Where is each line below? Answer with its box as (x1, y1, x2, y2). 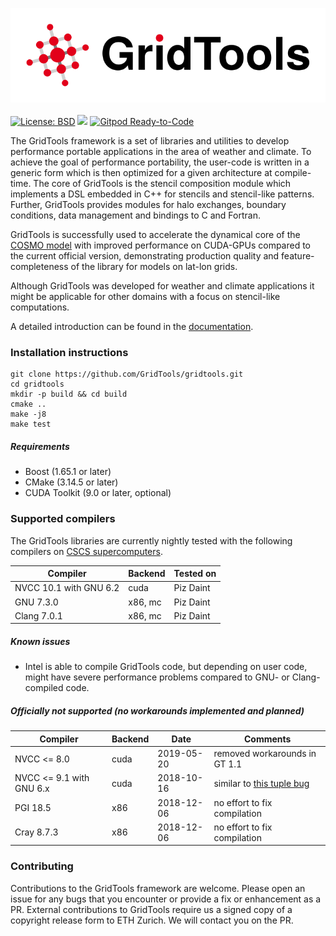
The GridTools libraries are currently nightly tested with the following (10, 534, 293, 547)
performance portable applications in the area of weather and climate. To (10, 146, 312, 158)
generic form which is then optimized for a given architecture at (10, 167, 273, 179)
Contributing (10, 859, 74, 873)
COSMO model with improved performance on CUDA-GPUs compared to (10, 239, 312, 252)
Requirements (10, 441, 70, 453)
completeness (10, 261, 69, 273)
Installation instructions (10, 346, 129, 360)
